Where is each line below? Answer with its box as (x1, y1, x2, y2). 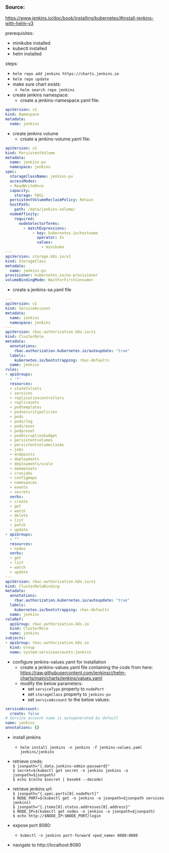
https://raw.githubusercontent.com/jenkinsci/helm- (20, 670, 126, 676)
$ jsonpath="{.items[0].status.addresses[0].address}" (12, 804, 131, 810)
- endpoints (10, 452, 35, 457)
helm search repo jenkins (20, 88, 75, 93)
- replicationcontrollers (10, 395, 65, 401)
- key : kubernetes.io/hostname (32, 230, 98, 236)
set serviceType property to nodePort (27, 685, 104, 692)
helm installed (12, 51, 42, 57)
